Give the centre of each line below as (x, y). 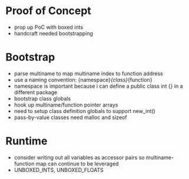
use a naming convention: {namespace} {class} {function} (83, 79)
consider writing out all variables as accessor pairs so (79, 157)
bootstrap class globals (42, 98)
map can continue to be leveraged (77, 164)
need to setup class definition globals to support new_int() (84, 111)
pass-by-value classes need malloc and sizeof (70, 117)
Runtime (26, 141)
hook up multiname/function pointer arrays (66, 105)
